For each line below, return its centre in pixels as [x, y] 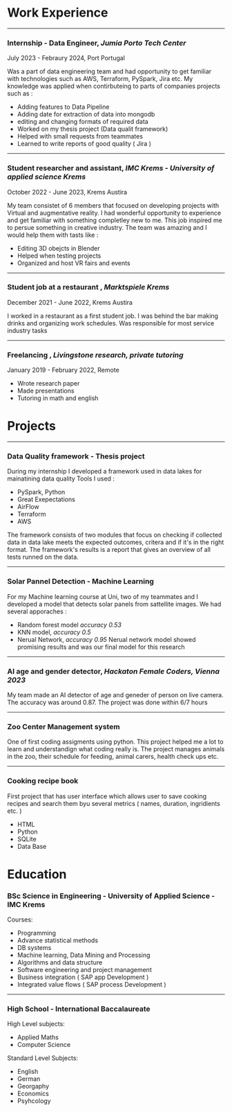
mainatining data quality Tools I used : [61, 478]
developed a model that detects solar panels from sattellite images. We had [114, 604]
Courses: [20, 920]
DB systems [34, 948]
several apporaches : [37, 611]
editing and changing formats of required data [83, 122]
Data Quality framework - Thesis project [76, 456]
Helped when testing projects [59, 255]
